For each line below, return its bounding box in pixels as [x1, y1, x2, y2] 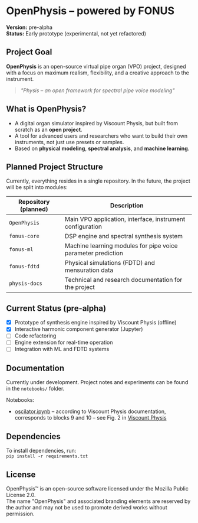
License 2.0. [6, 491, 36, 498]
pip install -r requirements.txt [6, 453, 88, 459]
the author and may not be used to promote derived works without [6, 503, 167, 511]
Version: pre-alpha [6, 24, 53, 31]
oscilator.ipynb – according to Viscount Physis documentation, [14, 408, 166, 415]
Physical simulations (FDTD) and [64, 259, 155, 267]
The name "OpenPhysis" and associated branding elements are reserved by [6, 498, 191, 505]
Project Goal [6, 47, 52, 57]
